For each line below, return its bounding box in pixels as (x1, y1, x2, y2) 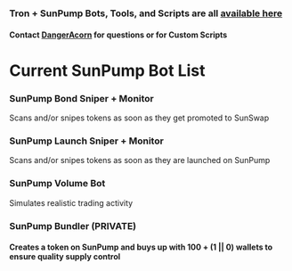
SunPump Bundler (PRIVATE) (9, 219, 137, 232)
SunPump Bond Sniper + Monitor (9, 92, 154, 104)
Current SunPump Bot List (9, 61, 207, 80)
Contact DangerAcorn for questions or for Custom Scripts (9, 29, 228, 40)
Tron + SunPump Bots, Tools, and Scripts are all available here (9, 7, 283, 20)
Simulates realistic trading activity (9, 197, 134, 208)
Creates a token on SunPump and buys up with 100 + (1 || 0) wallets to (9, 242, 273, 252)
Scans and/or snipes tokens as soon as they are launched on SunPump (9, 155, 271, 166)
